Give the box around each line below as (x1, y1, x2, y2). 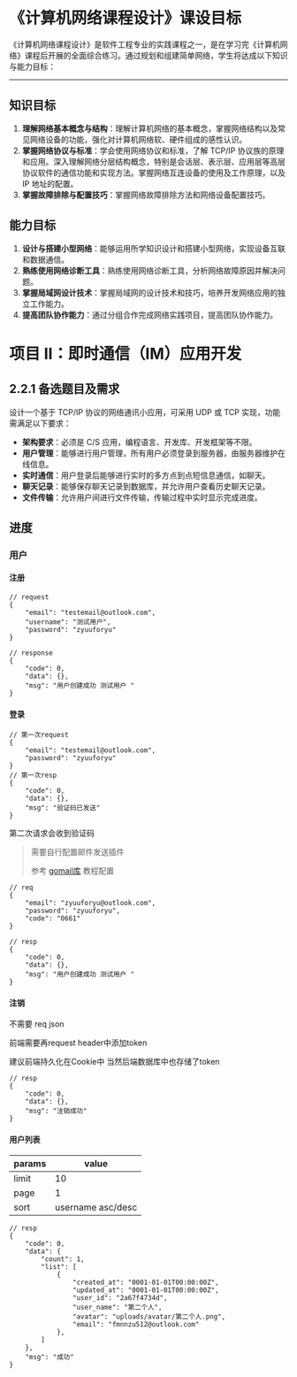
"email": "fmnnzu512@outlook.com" (72, 1319, 200, 1328)
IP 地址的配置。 (21, 178, 79, 188)
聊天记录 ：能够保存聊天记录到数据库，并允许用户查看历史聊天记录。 (21, 481, 270, 491)
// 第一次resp (9, 771, 57, 780)
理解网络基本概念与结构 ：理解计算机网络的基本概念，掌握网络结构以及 (21, 123, 278, 134)
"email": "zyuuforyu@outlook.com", (25, 899, 156, 908)
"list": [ (41, 1262, 77, 1271)
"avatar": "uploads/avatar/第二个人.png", (72, 1312, 226, 1321)
